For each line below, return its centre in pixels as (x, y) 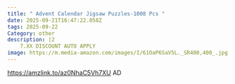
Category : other (31, 33)
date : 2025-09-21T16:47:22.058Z (55, 20)
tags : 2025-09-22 (33, 27)
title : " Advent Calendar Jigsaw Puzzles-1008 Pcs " (86, 14)
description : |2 (31, 40)
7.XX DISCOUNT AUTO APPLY (58, 46)
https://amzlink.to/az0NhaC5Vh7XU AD (64, 72)
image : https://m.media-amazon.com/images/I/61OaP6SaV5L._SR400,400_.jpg (118, 53)
